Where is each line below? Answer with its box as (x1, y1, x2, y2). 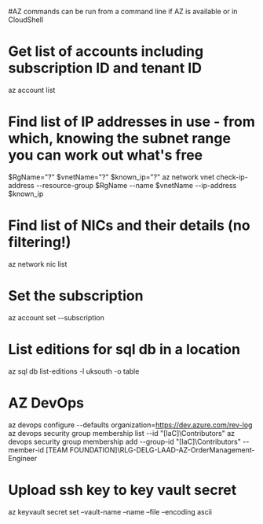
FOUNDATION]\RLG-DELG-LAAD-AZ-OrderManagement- (69, 445, 255, 455)
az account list (8, 85, 56, 94)
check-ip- (216, 172, 249, 182)
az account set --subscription (8, 312, 104, 322)
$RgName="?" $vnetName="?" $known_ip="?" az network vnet (8, 172, 215, 182)
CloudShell (8, 15, 44, 24)
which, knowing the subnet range (8, 130, 232, 148)
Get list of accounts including (8, 42, 204, 61)
